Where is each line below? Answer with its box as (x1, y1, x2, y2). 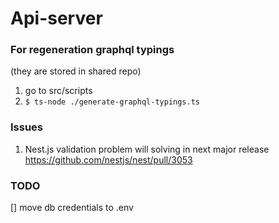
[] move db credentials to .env (10, 202, 134, 214)
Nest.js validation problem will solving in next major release (24, 143, 270, 155)
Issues (10, 120, 44, 134)
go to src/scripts (24, 85, 93, 97)
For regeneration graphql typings (10, 43, 175, 57)
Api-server (10, 7, 103, 30)
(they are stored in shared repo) (10, 65, 142, 77)
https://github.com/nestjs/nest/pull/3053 (24, 153, 193, 166)
